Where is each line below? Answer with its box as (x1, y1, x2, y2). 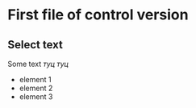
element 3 (19, 92, 53, 102)
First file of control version (7, 6, 189, 24)
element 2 (19, 83, 53, 93)
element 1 (19, 75, 52, 84)
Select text (7, 38, 64, 52)
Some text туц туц (7, 59, 69, 69)
